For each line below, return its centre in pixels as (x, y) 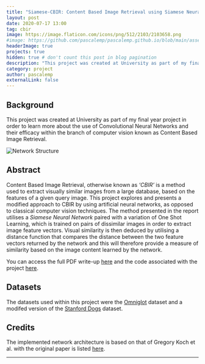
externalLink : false (33, 80)
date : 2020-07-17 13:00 (37, 23)
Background (30, 105)
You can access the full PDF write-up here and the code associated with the (102, 261)
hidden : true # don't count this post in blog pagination (81, 57)
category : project (30, 69)
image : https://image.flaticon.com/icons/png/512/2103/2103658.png (94, 35)
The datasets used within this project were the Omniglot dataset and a (95, 302)
